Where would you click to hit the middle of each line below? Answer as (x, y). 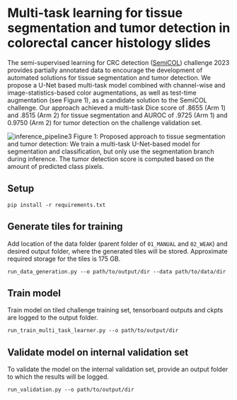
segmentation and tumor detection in (119, 28)
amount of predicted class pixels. (56, 166)
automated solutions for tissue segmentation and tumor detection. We (109, 77)
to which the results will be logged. (58, 377)
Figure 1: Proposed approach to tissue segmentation (149, 136)
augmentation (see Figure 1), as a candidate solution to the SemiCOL (107, 100)
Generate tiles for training (65, 227)
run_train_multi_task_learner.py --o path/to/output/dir (93, 331)
